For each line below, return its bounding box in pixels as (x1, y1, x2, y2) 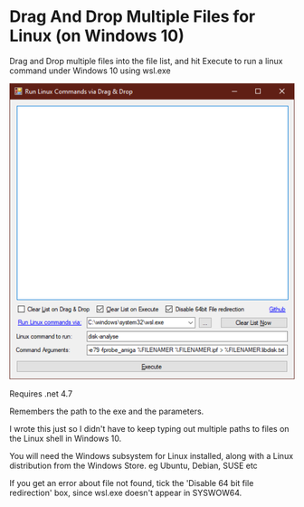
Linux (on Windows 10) (9, 25, 185, 46)
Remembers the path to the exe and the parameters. (9, 406, 204, 417)
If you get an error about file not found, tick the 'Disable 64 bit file (9, 478, 254, 489)
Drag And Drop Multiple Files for (9, 6, 256, 27)
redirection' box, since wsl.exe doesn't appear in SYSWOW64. (9, 487, 242, 499)
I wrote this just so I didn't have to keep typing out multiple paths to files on (9, 424, 290, 435)
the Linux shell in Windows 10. (9, 433, 122, 445)
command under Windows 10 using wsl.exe (9, 65, 171, 76)
